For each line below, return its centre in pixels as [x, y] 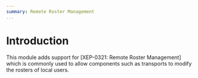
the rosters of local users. [38, 70]
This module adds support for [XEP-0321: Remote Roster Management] [94, 57]
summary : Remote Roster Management [50, 12]
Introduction [38, 40]
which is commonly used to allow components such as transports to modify [99, 63]
